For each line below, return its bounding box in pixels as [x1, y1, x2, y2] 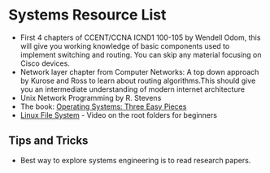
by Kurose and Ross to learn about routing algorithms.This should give [20, 76, 256, 85]
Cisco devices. [20, 58, 71, 68]
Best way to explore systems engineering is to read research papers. [20, 155, 251, 165]
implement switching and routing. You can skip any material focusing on [20, 50, 262, 59]
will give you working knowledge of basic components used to [20, 41, 230, 50]
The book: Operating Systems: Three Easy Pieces [20, 102, 187, 111]
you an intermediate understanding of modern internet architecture [20, 84, 246, 94]
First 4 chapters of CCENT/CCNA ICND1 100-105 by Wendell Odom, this [20, 32, 261, 42]
